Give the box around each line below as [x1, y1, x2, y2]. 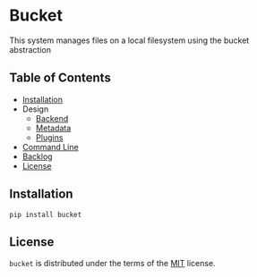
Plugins [35, 131, 64, 143]
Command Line [21, 141, 79, 152]
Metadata [35, 122, 72, 133]
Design [21, 104, 49, 114]
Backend [35, 113, 69, 123]
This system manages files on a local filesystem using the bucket [9, 35, 250, 46]
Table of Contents [9, 71, 112, 86]
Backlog [21, 151, 53, 162]
